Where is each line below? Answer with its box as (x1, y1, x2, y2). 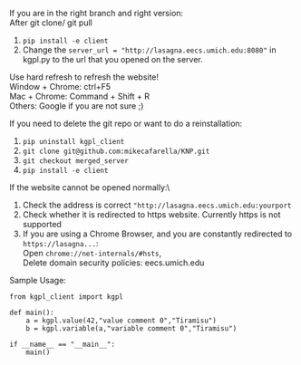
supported (22, 219, 62, 229)
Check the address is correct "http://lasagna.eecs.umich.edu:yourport (22, 199, 292, 210)
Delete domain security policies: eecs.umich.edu (22, 257, 205, 268)
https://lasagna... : (22, 238, 99, 248)
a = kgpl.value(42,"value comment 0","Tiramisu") (25, 316, 218, 325)
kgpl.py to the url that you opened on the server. (22, 54, 203, 64)
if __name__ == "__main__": (9, 340, 116, 349)
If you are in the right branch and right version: (9, 8, 184, 18)
